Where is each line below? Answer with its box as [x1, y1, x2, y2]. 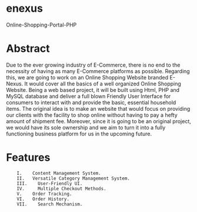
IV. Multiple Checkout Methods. [16, 185, 107, 191]
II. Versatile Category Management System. [16, 175, 131, 181]
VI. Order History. [16, 196, 69, 202]
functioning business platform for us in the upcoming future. [6, 130, 152, 137]
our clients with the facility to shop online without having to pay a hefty [6, 111, 178, 118]
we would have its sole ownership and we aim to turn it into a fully [6, 124, 166, 131]
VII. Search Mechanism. [16, 201, 83, 207]
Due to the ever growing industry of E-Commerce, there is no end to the [6, 61, 181, 68]
